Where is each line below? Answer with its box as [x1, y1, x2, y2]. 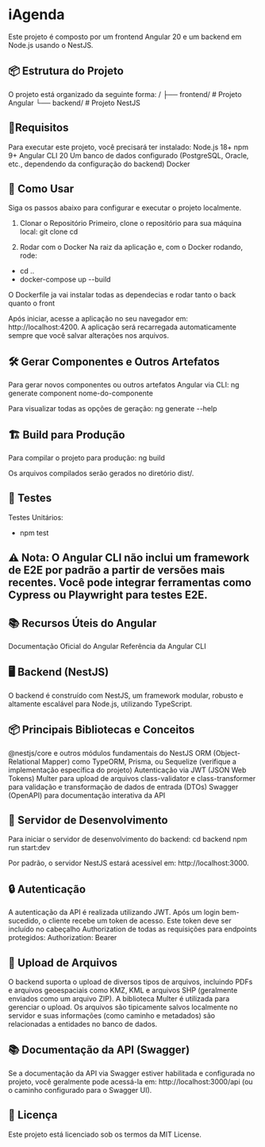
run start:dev [8, 843, 51, 853]
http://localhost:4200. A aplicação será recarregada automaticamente [8, 322, 236, 332]
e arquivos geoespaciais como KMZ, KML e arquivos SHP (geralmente [8, 986, 238, 995]
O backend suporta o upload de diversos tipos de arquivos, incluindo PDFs [8, 977, 253, 987]
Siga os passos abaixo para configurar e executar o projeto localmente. [8, 203, 242, 212]
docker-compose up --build [19, 274, 111, 284]
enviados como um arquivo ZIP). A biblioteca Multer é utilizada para [8, 994, 230, 1004]
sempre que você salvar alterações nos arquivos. [8, 331, 169, 340]
